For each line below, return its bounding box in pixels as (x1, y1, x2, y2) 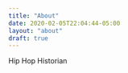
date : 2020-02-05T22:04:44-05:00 (8, 19, 121, 27)
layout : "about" (8, 26, 63, 34)
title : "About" (8, 11, 60, 20)
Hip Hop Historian (8, 56, 68, 66)
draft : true (8, 34, 48, 43)
